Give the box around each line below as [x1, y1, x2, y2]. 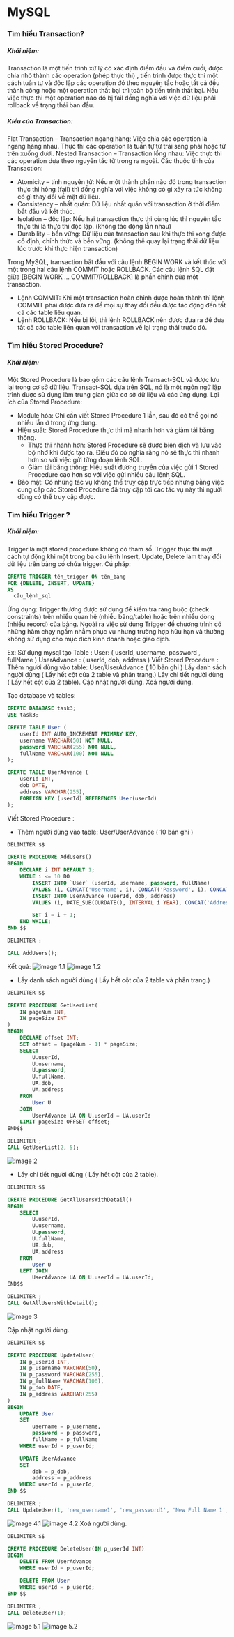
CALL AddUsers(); [7, 950, 58, 957]
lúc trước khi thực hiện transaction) [17, 245, 118, 253]
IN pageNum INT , [19, 1008, 68, 1015]
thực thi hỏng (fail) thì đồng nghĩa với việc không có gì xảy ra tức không [17, 185, 223, 194]
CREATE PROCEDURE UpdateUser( [7, 1352, 95, 1359]
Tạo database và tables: [7, 692, 76, 700]
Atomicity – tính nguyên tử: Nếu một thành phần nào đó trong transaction [17, 178, 227, 186]
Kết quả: [7, 962, 31, 970]
